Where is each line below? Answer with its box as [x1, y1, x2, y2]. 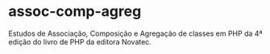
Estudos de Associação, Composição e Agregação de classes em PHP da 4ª [8, 29, 263, 38]
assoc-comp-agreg [8, 2, 142, 21]
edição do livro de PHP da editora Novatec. [8, 37, 152, 46]
